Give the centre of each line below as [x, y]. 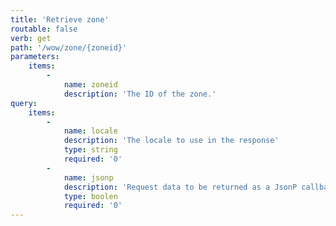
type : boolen [90, 196]
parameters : [35, 57]
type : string [90, 150]
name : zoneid [90, 85]
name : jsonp [88, 177]
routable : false [44, 29]
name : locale [90, 131]
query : [24, 103]
